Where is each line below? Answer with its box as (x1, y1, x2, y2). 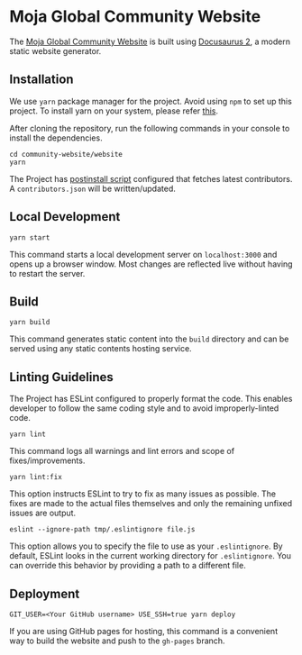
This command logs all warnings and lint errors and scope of (9, 446, 235, 457)
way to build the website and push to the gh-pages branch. (9, 635, 225, 646)
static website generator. (9, 45, 102, 56)
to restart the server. (9, 268, 86, 278)
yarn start (9, 232, 50, 242)
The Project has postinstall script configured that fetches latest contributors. (9, 173, 293, 184)
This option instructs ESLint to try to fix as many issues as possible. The (9, 488, 277, 499)
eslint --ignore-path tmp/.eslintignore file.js (9, 525, 196, 534)
